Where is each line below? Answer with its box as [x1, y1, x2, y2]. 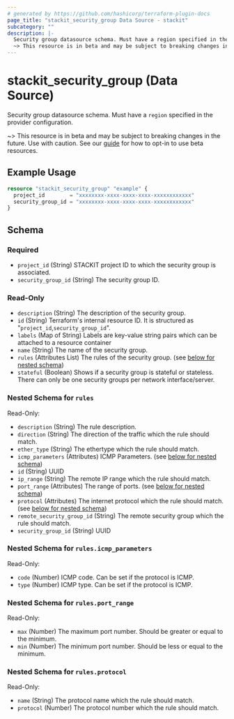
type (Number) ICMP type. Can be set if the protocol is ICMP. [17, 580, 193, 588]
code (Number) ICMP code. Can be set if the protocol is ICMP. [17, 573, 195, 581]
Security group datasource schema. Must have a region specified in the [7, 110, 214, 119]
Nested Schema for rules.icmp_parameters [7, 544, 153, 554]
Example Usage [7, 167, 77, 179]
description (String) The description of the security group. [17, 309, 186, 318]
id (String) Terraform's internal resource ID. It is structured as [17, 316, 194, 325]
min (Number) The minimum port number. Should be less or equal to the [17, 642, 224, 651]
